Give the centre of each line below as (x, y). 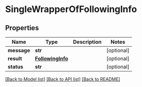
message (19, 50)
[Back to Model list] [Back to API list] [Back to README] (63, 79)
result (15, 59)
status (16, 67)
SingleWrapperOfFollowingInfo (71, 9)
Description (87, 42)
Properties (22, 28)
